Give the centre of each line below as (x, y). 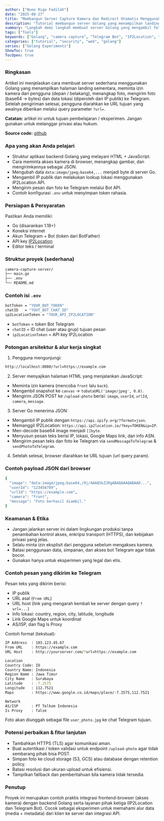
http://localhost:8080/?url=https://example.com (55, 367)
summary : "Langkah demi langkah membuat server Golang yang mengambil (78, 28)
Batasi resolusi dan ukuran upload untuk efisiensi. (62, 769)
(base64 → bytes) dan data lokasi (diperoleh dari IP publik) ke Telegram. (78, 98)
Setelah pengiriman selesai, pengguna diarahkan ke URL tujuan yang (74, 104)
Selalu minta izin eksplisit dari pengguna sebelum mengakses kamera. (83, 544)
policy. (19, 764)
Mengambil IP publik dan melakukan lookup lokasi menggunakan (77, 177)
